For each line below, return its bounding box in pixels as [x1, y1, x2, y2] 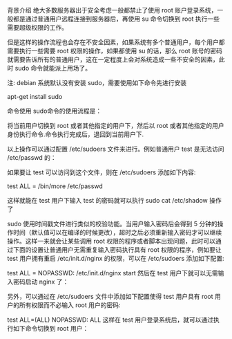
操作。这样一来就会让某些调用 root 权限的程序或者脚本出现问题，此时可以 [7, 237, 216, 245]
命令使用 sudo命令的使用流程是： [7, 107, 102, 115]
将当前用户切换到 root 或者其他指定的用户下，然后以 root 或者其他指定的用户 [7, 122, 224, 129]
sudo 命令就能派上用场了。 [14, 64, 92, 72]
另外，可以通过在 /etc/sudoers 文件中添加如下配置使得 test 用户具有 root [7, 293, 213, 300]
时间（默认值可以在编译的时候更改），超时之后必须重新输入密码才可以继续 [12, 228, 222, 237]
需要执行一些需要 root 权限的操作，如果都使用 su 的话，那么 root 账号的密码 [7, 47, 223, 55]
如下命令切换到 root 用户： [12, 324, 89, 332]
